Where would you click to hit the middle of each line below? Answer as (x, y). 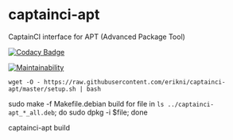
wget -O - (25, 82)
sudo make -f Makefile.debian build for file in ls (86, 103)
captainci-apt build (39, 127)
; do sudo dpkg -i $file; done (101, 112)
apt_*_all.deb (32, 113)
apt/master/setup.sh (43, 89)
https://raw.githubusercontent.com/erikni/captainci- (134, 82)
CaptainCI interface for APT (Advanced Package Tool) (97, 37)
